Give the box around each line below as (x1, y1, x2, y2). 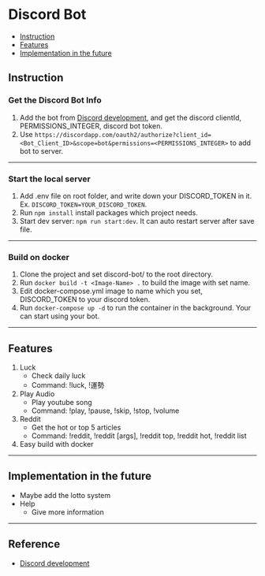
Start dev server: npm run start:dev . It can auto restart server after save (19, 216, 255, 225)
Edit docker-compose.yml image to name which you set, (19, 286, 203, 296)
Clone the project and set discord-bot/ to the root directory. (19, 269, 214, 279)
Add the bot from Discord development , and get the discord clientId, (19, 113, 242, 122)
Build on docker (8, 251, 69, 262)
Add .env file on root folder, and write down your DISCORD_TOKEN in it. (19, 191, 252, 200)
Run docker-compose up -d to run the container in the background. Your (19, 303, 252, 313)
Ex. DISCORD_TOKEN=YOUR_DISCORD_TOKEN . (19, 199, 147, 209)
